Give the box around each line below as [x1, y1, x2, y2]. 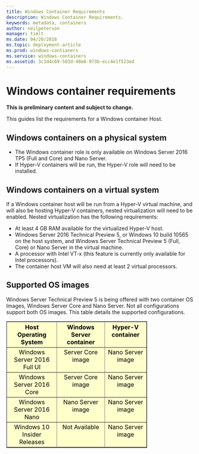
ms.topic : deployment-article [6, 42, 82, 48]
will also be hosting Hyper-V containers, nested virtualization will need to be [6, 207, 193, 214]
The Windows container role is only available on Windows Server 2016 [14, 148, 188, 156]
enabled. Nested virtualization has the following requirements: [6, 213, 158, 220]
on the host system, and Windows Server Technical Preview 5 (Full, [14, 238, 181, 245]
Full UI [23, 363, 41, 371]
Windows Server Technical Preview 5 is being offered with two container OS [6, 296, 194, 303]
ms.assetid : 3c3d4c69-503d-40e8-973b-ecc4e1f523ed [6, 58, 135, 64]
